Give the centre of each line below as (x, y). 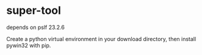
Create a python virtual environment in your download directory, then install (101, 39)
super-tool (34, 11)
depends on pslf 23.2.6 (36, 27)
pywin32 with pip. (29, 45)
